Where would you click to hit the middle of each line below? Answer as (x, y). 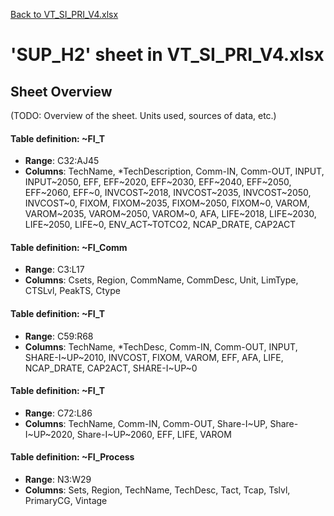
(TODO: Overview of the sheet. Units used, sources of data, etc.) (143, 115)
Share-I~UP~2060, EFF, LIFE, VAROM (154, 434)
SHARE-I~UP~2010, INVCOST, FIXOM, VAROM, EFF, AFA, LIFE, (154, 357)
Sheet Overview (61, 91)
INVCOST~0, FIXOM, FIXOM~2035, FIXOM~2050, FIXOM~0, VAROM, (167, 203)
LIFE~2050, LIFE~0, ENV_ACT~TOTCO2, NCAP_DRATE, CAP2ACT (160, 225)
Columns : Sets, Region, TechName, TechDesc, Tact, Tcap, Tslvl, (157, 490)
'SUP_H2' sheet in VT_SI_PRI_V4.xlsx (167, 55)
